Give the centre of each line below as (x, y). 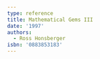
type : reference (30, 13)
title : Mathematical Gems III (50, 20)
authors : (20, 32)
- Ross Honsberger (40, 39)
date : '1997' (26, 26)
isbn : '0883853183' (35, 45)
